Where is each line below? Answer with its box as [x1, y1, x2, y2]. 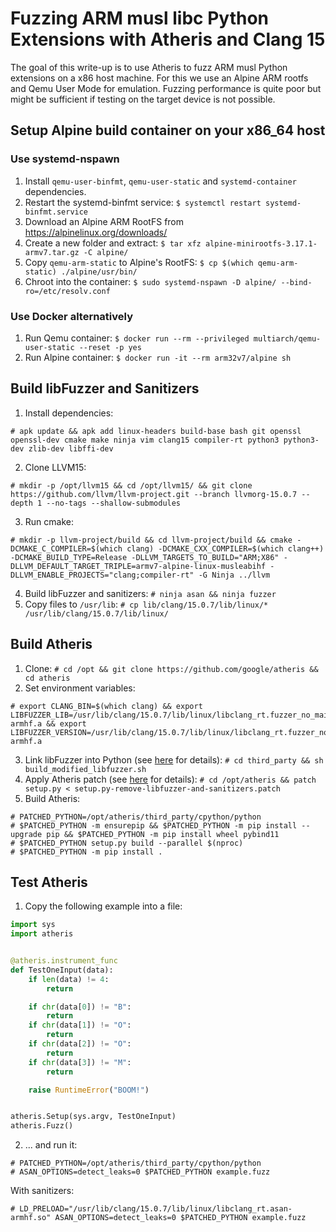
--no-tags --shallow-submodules [46, 498, 182, 508]
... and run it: [24, 1139, 78, 1151]
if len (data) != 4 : [28, 974, 110, 984]
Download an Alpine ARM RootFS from [24, 215, 185, 227]
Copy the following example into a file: [24, 900, 183, 912]
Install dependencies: [24, 407, 114, 419]
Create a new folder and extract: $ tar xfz [24, 237, 202, 249]
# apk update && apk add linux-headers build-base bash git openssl [10, 426, 302, 436]
